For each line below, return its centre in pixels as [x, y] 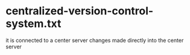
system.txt [33, 24]
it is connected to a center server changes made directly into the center [95, 40]
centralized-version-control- [80, 11]
